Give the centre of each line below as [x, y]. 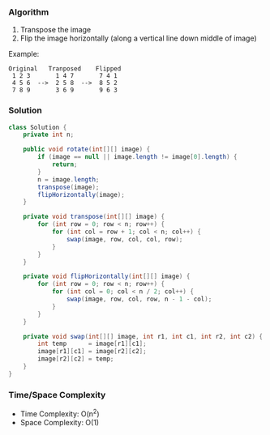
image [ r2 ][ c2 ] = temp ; [76, 359]
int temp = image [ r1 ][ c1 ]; [92, 344]
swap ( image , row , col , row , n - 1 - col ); [139, 299]
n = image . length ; [69, 179]
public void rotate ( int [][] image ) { [87, 149]
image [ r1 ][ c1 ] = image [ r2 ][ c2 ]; [92, 352]
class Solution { [38, 127]
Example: [24, 54]
